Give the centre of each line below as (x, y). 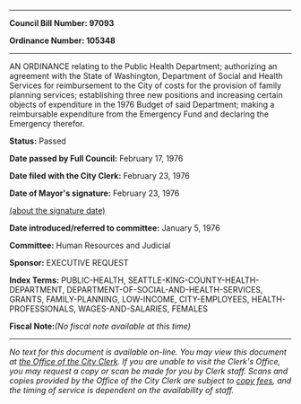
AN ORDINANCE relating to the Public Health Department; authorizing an (143, 66)
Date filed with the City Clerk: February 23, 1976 (100, 176)
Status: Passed (38, 141)
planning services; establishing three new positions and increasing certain (146, 95)
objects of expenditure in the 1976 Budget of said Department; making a (142, 105)
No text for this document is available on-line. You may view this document (148, 352)
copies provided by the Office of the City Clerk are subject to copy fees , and (150, 381)
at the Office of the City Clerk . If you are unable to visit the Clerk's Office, (145, 361)
